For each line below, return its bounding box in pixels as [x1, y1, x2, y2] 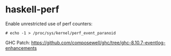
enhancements [5, 45, 37, 51]
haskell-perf [5, 4, 60, 15]
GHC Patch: [5, 40, 30, 46]
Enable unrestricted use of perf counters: [5, 21, 93, 27]
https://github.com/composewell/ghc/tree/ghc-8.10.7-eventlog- [31, 40, 166, 46]
